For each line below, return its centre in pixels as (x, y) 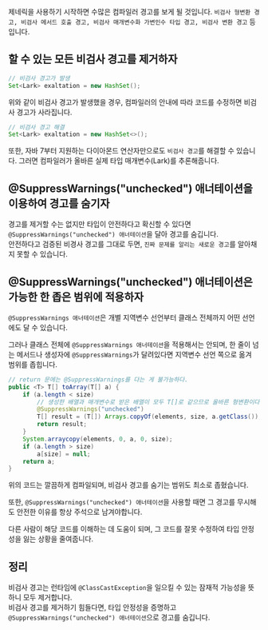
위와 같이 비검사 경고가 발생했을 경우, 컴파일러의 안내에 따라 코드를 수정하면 (125, 102)
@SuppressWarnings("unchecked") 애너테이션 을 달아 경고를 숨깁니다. (114, 234)
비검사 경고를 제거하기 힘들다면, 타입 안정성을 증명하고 (93, 608)
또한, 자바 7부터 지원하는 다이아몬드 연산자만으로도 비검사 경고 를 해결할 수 (122, 151)
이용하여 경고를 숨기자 (59, 203)
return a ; (39, 461)
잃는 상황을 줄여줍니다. (58, 539)
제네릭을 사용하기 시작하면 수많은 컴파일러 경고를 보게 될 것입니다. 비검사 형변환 (130, 12)
